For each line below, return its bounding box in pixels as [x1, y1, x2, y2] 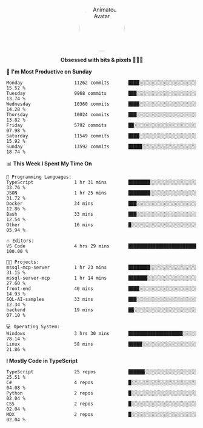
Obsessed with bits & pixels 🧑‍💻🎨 [60, 57, 144, 63]
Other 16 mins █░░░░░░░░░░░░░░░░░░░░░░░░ [6, 222, 197, 228]
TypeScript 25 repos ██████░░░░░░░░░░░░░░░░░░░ [6, 369, 197, 375]
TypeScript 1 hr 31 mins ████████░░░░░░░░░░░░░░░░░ [6, 179, 197, 185]
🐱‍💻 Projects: [6, 259, 39, 265]
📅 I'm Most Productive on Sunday [6, 68, 92, 75]
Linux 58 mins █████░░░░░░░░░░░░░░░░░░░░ [6, 341, 197, 347]
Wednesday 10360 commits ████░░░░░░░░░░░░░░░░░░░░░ [6, 101, 197, 107]
